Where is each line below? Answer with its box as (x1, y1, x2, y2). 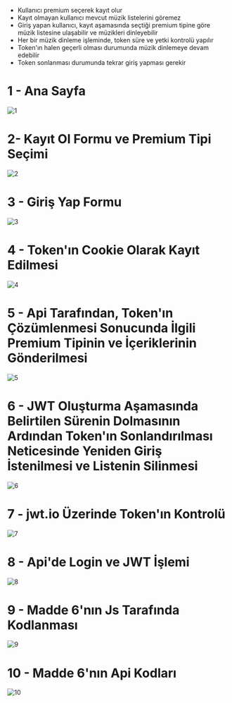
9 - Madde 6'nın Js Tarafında (7, 602, 180, 618)
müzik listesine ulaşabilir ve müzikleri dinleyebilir (17, 28, 158, 37)
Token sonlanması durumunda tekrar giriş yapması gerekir (17, 59, 186, 66)
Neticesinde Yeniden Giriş (7, 443, 162, 459)
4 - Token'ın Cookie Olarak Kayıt (7, 243, 200, 258)
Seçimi (7, 146, 49, 162)
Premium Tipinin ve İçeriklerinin (7, 335, 197, 351)
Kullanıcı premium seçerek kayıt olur (17, 6, 123, 14)
